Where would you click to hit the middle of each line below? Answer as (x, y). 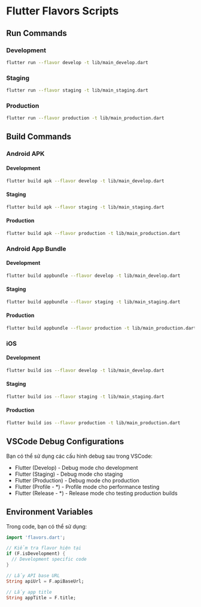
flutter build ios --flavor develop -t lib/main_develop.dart (85, 370)
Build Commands (39, 137)
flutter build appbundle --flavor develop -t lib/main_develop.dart (93, 276)
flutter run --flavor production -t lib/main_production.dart (85, 118)
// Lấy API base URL (33, 576)
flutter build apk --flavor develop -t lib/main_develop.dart (85, 181)
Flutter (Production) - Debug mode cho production (77, 480)
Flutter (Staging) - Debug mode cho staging (69, 474)
